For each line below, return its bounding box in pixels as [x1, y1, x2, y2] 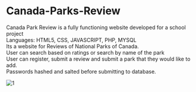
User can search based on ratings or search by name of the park [6, 49, 165, 56]
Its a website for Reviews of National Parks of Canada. [6, 43, 140, 50]
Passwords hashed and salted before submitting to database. [6, 68, 156, 75]
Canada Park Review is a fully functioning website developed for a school [6, 24, 186, 31]
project [6, 30, 24, 37]
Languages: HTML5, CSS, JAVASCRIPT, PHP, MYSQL [6, 36, 137, 43]
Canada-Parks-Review [6, 4, 121, 18]
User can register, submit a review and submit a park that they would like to [6, 55, 191, 62]
